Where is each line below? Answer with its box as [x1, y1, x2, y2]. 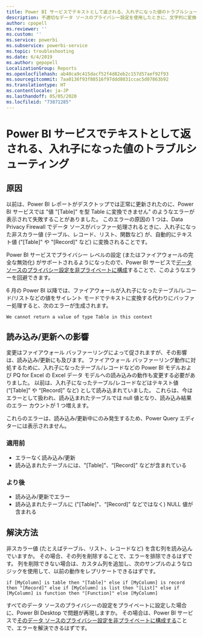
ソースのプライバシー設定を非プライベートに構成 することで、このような [6, 266, 186, 273]
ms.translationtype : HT [6, 82, 66, 88]
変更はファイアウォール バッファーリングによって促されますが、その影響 [6, 349, 187, 356]
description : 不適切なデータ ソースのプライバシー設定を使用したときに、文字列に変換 [6, 15, 197, 21]
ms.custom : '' [6, 31, 42, 38]
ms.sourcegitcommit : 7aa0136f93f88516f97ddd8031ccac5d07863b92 [6, 76, 169, 82]
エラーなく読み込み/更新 [14, 454, 76, 461]
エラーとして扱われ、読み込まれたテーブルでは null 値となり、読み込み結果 [6, 394, 192, 401]
